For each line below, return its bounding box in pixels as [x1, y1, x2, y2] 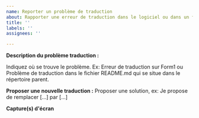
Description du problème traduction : [6, 52, 99, 59]
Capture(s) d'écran [6, 105, 54, 112]
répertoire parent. [6, 76, 49, 83]
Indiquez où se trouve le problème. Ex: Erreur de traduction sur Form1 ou [6, 63, 184, 71]
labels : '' [6, 25, 33, 31]
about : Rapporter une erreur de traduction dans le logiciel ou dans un [6, 14, 190, 20]
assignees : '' [6, 31, 41, 37]
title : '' [6, 19, 31, 25]
